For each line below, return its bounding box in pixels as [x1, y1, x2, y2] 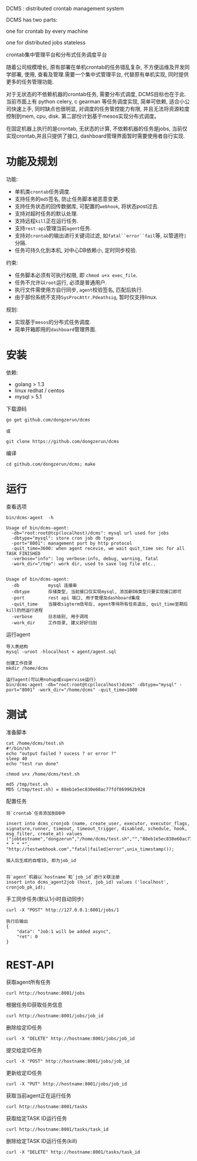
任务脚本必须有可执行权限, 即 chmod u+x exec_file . [14, 271, 138, 278]
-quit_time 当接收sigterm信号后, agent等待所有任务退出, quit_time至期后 [11, 601, 188, 607]
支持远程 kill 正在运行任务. [14, 217, 79, 224]
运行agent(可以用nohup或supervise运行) [6, 676, 97, 682]
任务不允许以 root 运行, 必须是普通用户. [14, 278, 107, 286]
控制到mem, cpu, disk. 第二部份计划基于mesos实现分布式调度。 [6, 113, 160, 120]
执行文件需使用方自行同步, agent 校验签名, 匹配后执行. [14, 286, 144, 293]
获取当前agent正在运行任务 [6, 1092, 72, 1099]
